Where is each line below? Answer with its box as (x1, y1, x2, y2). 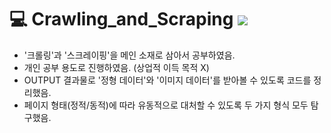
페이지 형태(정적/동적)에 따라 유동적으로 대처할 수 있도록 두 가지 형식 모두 (23, 99, 309, 111)
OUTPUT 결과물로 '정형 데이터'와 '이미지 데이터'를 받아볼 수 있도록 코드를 (23, 74, 312, 86)
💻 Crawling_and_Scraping (9, 8, 234, 31)
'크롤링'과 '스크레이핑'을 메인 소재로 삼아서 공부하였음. (23, 49, 236, 61)
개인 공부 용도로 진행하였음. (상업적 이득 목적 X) (23, 61, 210, 73)
